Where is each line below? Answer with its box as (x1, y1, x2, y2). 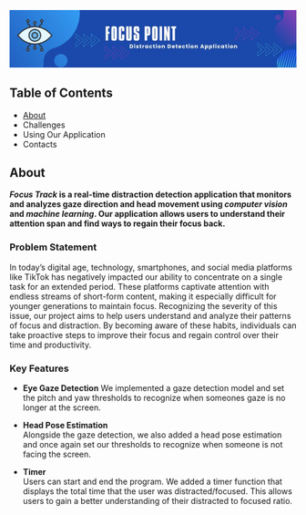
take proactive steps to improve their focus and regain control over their (9, 329, 280, 340)
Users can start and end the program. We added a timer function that (22, 476, 282, 488)
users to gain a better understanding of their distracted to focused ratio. (22, 496, 293, 507)
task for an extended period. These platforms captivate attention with (9, 281, 270, 292)
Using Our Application (22, 129, 107, 139)
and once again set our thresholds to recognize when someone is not (22, 439, 283, 450)
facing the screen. (22, 448, 91, 460)
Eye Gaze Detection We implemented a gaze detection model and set (22, 383, 285, 394)
